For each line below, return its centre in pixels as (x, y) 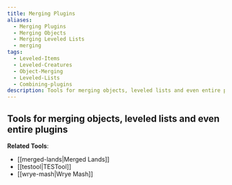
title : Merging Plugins (41, 13)
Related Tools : (28, 146)
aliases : (20, 20)
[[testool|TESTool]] (44, 166)
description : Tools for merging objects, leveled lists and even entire (114, 90)
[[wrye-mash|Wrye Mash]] (55, 174)
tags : (15, 52)
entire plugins (38, 129)
